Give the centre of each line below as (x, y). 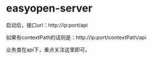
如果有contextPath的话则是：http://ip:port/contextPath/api (76, 37)
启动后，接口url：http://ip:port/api (47, 25)
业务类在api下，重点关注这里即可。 (48, 49)
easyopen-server (49, 8)
